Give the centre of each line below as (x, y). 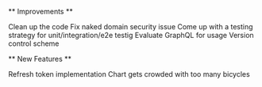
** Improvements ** (40, 11)
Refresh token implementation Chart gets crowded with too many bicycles (129, 74)
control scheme (34, 43)
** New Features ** (40, 59)
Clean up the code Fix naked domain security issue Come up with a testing (131, 26)
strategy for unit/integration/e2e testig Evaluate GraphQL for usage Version (131, 35)
